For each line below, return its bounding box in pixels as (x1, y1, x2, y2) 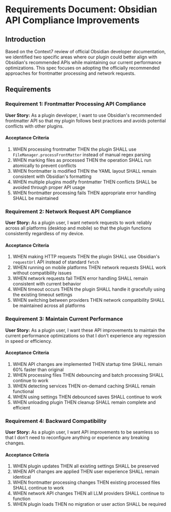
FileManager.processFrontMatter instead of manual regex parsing (12, 151, 151, 157)
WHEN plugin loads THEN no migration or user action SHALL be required (12, 501, 166, 507)
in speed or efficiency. (5, 338, 53, 344)
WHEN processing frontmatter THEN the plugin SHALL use (12, 146, 137, 152)
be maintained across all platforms (12, 302, 86, 309)
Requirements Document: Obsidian (5, 4, 157, 15)
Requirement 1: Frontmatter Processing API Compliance (5, 100, 146, 108)
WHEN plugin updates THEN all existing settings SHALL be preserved (12, 463, 159, 469)
